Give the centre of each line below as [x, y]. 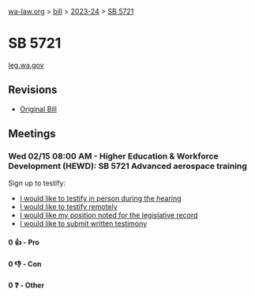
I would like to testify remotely [69, 207]
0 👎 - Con [25, 264]
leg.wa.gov [26, 65]
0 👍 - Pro [24, 242]
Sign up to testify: [37, 183]
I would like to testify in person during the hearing [100, 199]
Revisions [33, 90]
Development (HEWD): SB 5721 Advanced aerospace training [127, 167]
